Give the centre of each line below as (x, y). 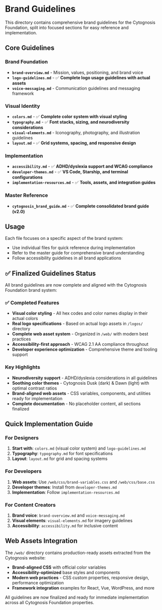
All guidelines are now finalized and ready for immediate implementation (77, 597)
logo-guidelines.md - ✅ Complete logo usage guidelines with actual (81, 77)
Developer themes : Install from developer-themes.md (64, 487)
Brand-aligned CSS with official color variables (59, 567)
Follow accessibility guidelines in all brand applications (66, 258)
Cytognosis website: (25, 558)
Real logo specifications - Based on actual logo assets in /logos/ (77, 323)
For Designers (22, 438)
